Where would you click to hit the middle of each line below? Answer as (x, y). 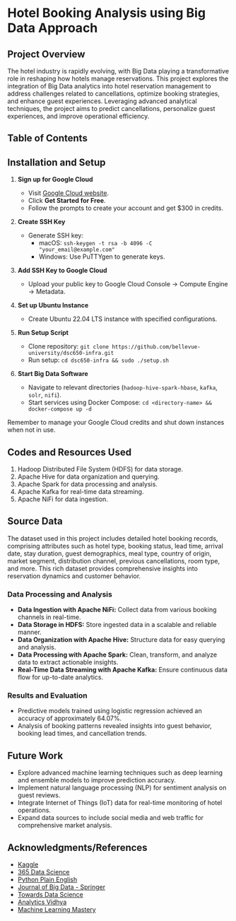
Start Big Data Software (53, 374)
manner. (30, 632)
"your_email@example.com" (77, 250)
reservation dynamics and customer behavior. (74, 576)
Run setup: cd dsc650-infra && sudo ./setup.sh (99, 360)
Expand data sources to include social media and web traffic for (110, 818)
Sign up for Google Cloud (55, 180)
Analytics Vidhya (42, 902)
